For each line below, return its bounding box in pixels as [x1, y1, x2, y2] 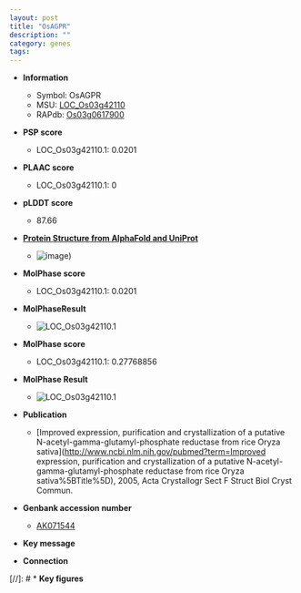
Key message [22, 538, 75, 549]
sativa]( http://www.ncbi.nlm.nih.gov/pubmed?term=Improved [35, 446, 266, 457]
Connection [22, 556, 68, 567]
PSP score [22, 127, 63, 138]
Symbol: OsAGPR [35, 90, 102, 101]
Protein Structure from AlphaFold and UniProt [22, 233, 198, 244]
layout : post [9, 13, 59, 23]
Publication [22, 409, 67, 420]
